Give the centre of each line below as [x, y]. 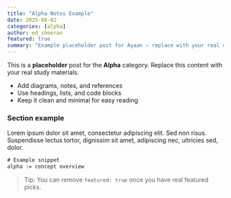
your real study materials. [43, 72]
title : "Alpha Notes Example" [51, 13]
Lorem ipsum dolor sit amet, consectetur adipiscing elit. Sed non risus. [107, 133]
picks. [32, 187]
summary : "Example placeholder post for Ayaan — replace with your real [113, 45]
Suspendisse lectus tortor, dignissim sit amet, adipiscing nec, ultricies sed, [113, 140]
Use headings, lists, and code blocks [69, 93]
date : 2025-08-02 [32, 20]
